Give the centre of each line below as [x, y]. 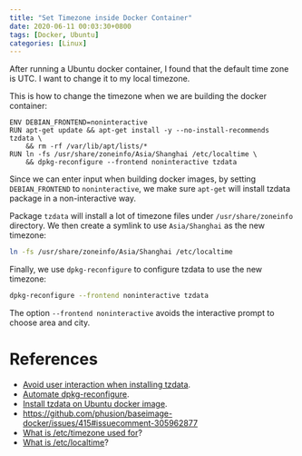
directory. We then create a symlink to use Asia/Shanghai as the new [137, 226]
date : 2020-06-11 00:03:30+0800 [70, 26]
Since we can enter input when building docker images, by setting [133, 179]
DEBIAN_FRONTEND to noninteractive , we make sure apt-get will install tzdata [150, 189]
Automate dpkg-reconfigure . [76, 394]
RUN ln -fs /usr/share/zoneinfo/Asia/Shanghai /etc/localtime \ [133, 154]
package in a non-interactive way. [73, 198]
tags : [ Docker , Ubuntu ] [54, 35]
